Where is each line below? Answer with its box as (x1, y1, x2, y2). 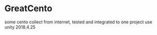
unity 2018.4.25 (4, 24, 36, 30)
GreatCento (4, 3, 53, 14)
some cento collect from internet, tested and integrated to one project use (4, 19, 153, 25)
